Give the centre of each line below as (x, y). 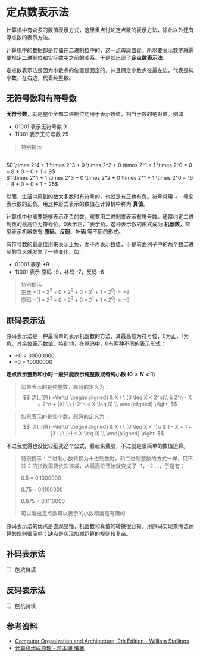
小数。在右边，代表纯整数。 (40, 78)
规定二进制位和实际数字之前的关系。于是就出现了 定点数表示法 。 (89, 57)
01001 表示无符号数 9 (41, 127)
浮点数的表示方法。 (30, 37)
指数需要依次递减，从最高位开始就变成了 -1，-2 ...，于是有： (112, 466)
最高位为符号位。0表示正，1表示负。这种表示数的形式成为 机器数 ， (104, 224)
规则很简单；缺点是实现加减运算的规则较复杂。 (74, 533)
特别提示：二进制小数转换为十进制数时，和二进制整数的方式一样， (101, 458)
